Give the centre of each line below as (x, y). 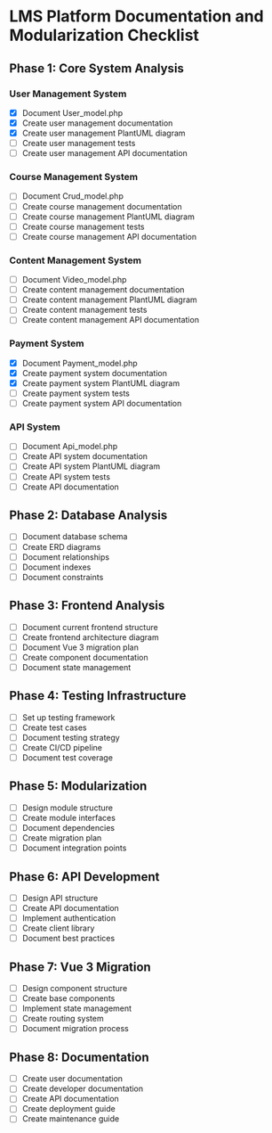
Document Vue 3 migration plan (80, 647)
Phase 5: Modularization (78, 786)
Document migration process (75, 1029)
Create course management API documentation (109, 236)
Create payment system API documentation (102, 403)
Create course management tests (83, 226)
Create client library (58, 928)
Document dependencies (68, 827)
